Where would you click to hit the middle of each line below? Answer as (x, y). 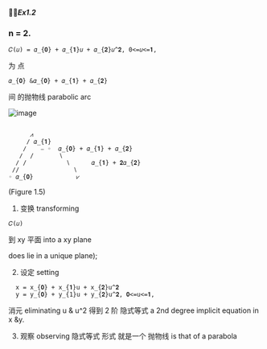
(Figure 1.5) (27, 192)
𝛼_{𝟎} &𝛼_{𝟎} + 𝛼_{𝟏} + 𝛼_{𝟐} (58, 81)
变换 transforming (49, 208)
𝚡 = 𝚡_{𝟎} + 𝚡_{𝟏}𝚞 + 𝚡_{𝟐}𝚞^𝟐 (67, 288)
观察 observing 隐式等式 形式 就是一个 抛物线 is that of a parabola (128, 336)
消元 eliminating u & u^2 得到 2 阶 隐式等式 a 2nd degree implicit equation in (134, 310)
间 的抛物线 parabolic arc (50, 97)
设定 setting (39, 273)
